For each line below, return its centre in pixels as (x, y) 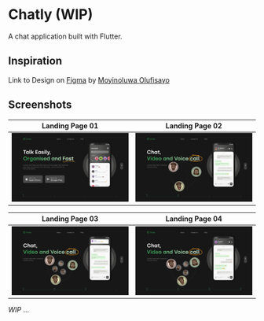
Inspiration (35, 61)
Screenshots (40, 105)
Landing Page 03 (70, 219)
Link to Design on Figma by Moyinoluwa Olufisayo (89, 79)
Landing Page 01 (70, 126)
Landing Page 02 (194, 126)
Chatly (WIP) (51, 15)
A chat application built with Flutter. (66, 36)
